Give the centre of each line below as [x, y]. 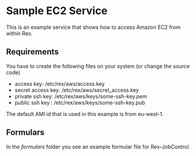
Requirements [32, 52]
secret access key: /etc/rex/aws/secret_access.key [77, 90]
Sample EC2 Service [57, 11]
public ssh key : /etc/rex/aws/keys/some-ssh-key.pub [80, 102]
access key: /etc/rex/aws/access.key [59, 84]
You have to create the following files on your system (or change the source [98, 66]
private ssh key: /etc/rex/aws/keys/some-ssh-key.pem [81, 96]
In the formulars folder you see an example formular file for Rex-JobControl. [98, 147]
